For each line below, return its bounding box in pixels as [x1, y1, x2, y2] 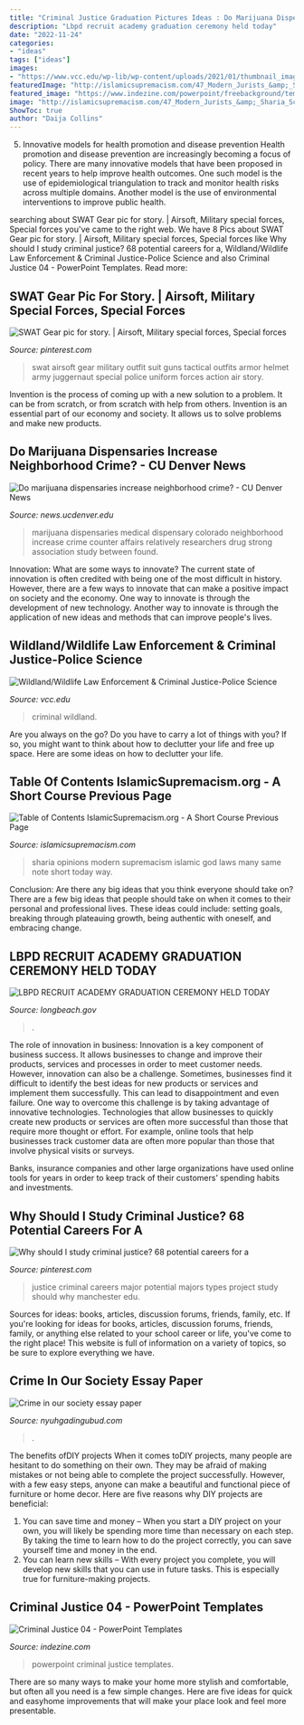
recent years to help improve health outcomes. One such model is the [22, 168, 283, 179]
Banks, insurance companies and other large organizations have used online [9, 1163, 294, 1174]
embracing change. [9, 922, 82, 933]
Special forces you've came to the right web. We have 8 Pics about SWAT [9, 224, 284, 235]
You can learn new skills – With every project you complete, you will [22, 1554, 276, 1565]
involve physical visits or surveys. [9, 1146, 135, 1157]
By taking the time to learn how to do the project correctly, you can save [22, 1535, 292, 1546]
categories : [9, 38, 54, 48]
